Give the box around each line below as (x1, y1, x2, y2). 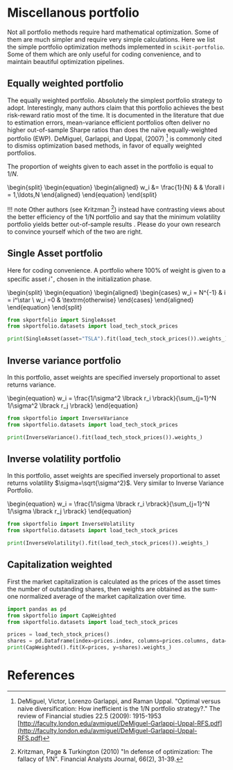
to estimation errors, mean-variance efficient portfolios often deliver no (7, 118, 210, 127)
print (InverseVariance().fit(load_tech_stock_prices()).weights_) (7, 433, 203, 441)
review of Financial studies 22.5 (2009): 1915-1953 (17, 712, 162, 721)
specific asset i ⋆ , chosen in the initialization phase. (7, 273, 153, 283)
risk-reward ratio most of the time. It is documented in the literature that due (7, 111, 224, 119)
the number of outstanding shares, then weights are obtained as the (7, 584, 202, 593)
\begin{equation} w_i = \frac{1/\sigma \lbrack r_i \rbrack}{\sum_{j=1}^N (7, 499, 210, 508)
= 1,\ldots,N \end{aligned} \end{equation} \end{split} (7, 191, 157, 199)
